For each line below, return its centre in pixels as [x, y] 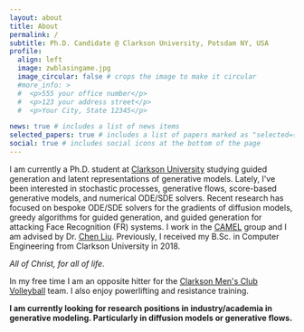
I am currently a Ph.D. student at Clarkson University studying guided [138, 169]
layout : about [36, 18]
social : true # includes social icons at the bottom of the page [135, 144]
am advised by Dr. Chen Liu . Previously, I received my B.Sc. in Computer [144, 236]
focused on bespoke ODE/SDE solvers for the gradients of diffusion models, [151, 207]
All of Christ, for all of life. [57, 263]
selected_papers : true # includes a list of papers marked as [129, 135]
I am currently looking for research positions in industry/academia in [141, 308]
